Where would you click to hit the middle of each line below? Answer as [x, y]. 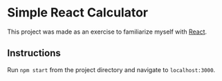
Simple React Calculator [78, 13]
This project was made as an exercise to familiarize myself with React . [107, 32]
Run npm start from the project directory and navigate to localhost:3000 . [111, 69]
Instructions [34, 53]
